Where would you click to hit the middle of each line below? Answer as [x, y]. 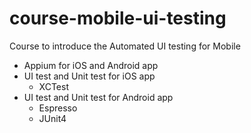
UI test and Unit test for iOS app [89, 76]
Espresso [58, 108]
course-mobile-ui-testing [118, 18]
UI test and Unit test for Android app [98, 97]
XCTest [53, 86]
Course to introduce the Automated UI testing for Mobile [125, 46]
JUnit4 [52, 118]
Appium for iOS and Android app [91, 65]
